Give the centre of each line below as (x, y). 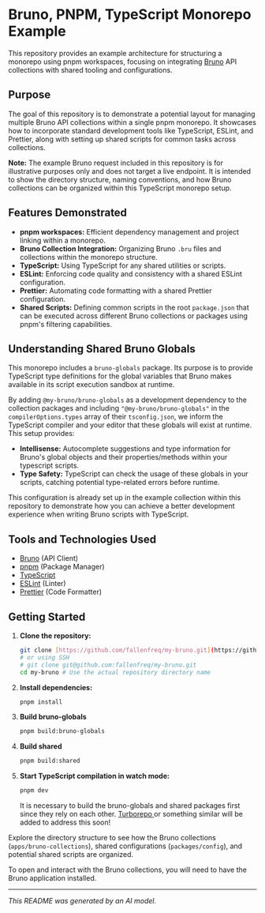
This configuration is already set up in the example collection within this (125, 498)
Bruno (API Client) (49, 558)
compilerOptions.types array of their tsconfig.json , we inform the (116, 417)
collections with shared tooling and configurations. (90, 70)
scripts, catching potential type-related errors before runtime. (119, 483)
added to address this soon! (65, 822)
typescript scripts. (49, 466)
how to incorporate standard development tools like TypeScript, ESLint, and (131, 130)
